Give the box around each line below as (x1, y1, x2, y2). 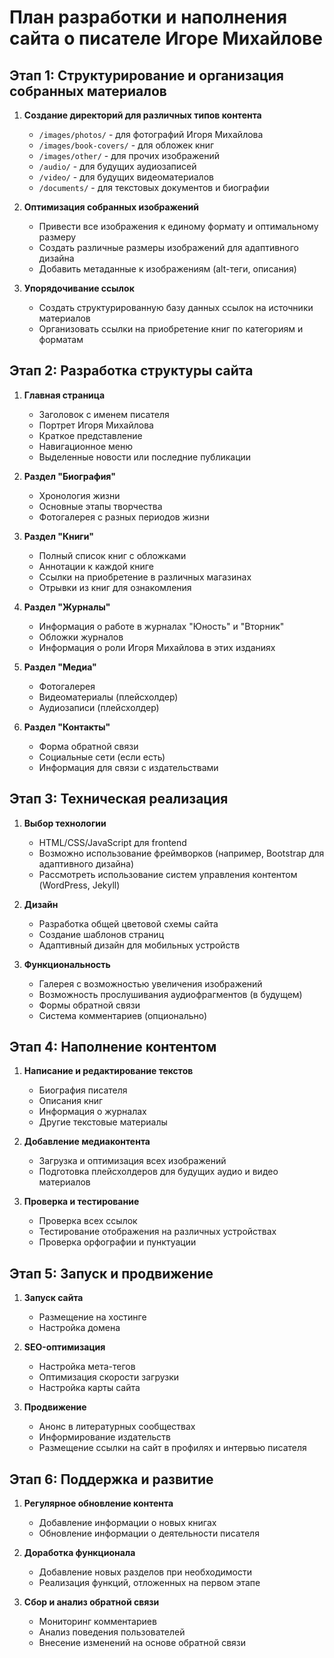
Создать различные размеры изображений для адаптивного (38, 242, 299, 253)
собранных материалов (9, 82, 167, 100)
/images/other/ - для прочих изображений (38, 150, 220, 161)
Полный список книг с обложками (38, 549, 187, 561)
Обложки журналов (38, 631, 124, 643)
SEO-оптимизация (23, 1341, 106, 1353)
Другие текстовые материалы (38, 1116, 168, 1128)
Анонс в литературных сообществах (38, 1421, 196, 1433)
